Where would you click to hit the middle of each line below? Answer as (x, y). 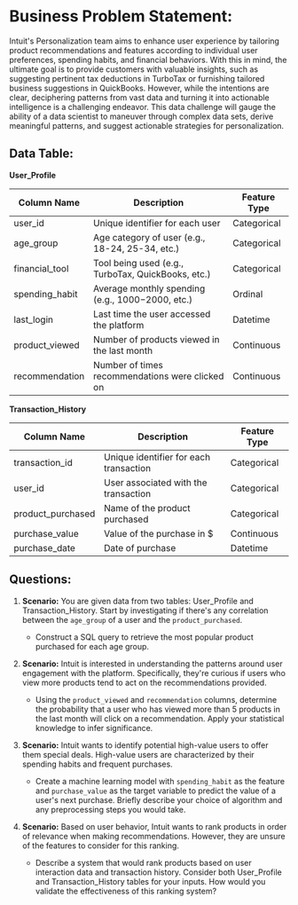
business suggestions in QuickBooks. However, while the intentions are (139, 88)
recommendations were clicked (158, 376)
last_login (33, 319)
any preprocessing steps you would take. (110, 809)
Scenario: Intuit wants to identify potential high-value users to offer (145, 745)
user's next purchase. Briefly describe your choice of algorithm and (159, 799)
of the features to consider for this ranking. (101, 846)
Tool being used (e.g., (138, 263)
